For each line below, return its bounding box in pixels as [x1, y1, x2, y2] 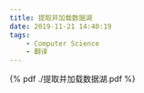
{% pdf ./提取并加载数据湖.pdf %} [9, 74, 137, 85]
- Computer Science [26, 38, 100, 48]
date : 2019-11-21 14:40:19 [9, 22, 112, 31]
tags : [9, 30, 30, 39]
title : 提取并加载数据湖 [9, 13, 93, 23]
